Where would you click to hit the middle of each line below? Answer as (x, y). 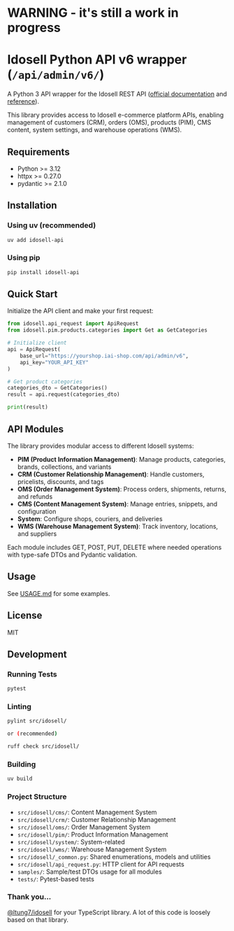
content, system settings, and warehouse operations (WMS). (95, 130)
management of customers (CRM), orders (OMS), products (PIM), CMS (109, 122)
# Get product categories (45, 382)
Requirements (38, 152)
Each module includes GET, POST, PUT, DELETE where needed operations (115, 547)
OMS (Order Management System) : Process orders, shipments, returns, (122, 489)
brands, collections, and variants (64, 467)
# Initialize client (37, 343)
